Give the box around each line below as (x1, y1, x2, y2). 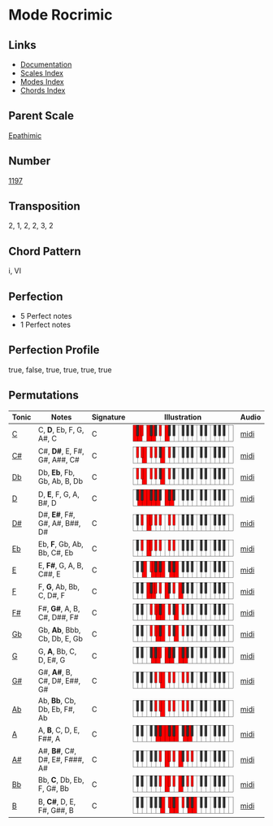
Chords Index (19, 85, 66, 95)
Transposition (8, 199, 81, 213)
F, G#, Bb (37, 784, 69, 793)
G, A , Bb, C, (37, 646, 77, 656)
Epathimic (8, 130, 42, 140)
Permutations (8, 389, 79, 402)
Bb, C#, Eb (37, 548, 74, 558)
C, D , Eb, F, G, (37, 424, 84, 434)
